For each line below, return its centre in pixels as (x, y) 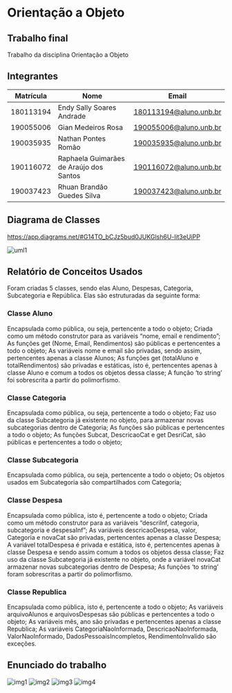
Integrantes (33, 76)
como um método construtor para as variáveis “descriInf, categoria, (103, 523)
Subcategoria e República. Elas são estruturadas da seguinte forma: (104, 295)
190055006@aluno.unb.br (177, 127)
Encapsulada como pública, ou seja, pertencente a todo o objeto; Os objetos (116, 475)
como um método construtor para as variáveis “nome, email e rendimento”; (114, 335)
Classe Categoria (37, 398)
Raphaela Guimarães (91, 158)
